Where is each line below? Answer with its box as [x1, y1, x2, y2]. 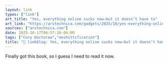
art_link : [5, 21, 26, 26]
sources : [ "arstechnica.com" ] [5, 26, 68, 31]
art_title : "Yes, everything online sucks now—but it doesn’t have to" [5, 16, 157, 21]
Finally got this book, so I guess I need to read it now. [5, 53, 115, 59]
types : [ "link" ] [5, 12, 39, 17]
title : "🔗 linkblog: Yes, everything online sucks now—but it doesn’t [5, 40, 155, 45]
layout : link [5, 7, 32, 12]
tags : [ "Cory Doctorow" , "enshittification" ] [5, 35, 99, 40]
